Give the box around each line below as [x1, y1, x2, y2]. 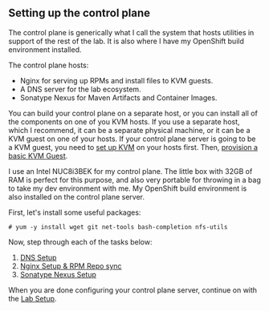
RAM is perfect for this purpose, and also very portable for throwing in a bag [8, 175, 261, 184]
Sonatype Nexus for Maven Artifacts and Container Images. [19, 92, 218, 103]
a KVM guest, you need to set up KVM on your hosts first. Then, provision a [8, 142, 259, 151]
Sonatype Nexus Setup [19, 269, 96, 279]
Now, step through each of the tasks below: [8, 236, 153, 247]
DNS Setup [19, 252, 57, 262]
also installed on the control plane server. [8, 192, 145, 201]
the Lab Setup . [8, 293, 57, 303]
